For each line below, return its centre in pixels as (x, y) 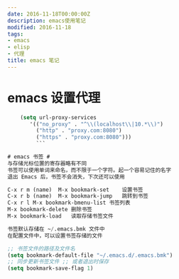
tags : (15, 34)
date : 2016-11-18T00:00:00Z (49, 14)
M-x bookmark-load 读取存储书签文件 (60, 216)
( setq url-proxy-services (59, 117)
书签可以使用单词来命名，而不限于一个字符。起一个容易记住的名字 (89, 170)
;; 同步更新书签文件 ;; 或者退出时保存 (58, 262)
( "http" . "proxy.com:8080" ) (79, 131)
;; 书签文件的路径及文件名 (42, 248)
